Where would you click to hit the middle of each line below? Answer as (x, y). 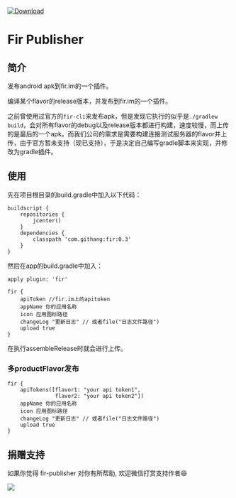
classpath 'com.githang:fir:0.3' (82, 239)
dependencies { (43, 233)
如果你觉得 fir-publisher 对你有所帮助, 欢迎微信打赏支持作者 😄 (97, 473)
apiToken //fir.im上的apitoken (65, 299)
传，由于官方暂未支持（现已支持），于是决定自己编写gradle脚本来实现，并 (114, 143)
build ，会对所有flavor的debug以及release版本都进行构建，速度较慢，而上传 (118, 125)
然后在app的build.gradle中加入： (55, 266)
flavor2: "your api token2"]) (99, 396)
